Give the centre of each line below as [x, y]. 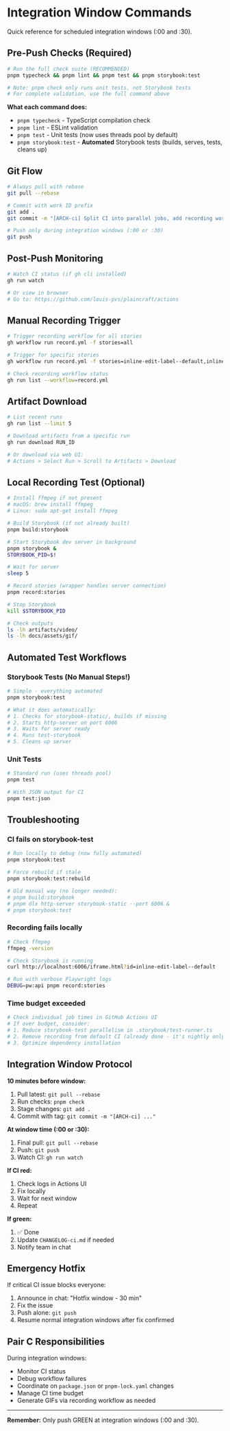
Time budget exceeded [46, 1003]
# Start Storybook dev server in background [72, 542]
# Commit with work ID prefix [50, 206]
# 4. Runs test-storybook [44, 735]
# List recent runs [35, 417]
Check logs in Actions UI [52, 1184]
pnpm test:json [29, 798]
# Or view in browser [38, 293]
